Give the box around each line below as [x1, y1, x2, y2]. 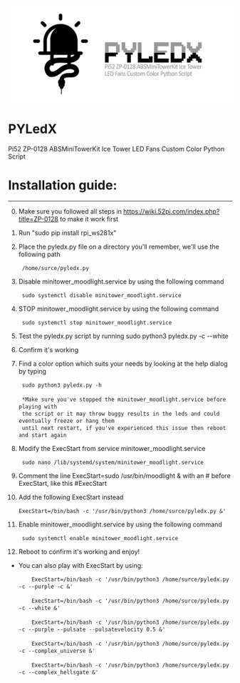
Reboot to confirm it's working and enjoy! [18, 547, 140, 556]
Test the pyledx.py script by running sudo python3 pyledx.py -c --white [18, 331, 229, 341]
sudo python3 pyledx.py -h [21, 382, 102, 389]
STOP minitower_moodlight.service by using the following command [18, 304, 219, 313]
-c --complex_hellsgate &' [18, 669, 99, 677]
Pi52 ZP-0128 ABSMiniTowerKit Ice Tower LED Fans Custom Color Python [8, 144, 225, 153]
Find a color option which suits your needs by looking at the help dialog [18, 359, 229, 368]
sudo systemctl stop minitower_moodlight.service [21, 319, 172, 326]
